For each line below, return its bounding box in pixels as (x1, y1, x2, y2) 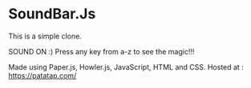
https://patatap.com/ (8, 70, 77, 80)
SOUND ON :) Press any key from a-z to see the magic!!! (8, 46, 195, 56)
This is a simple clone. (8, 31, 82, 41)
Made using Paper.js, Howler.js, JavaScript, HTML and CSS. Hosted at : (8, 62, 245, 72)
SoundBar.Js (8, 5, 96, 23)
